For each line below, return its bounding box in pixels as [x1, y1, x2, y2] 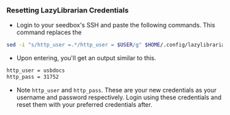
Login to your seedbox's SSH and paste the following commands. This [16, 21, 216, 29]
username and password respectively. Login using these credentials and [16, 93, 222, 101]
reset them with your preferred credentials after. [16, 100, 152, 108]
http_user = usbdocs [6, 67, 66, 74]
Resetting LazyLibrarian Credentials [6, 5, 129, 15]
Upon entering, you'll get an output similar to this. [16, 54, 157, 62]
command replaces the [16, 28, 82, 36]
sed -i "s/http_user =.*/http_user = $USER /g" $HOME [6, 42, 161, 49]
